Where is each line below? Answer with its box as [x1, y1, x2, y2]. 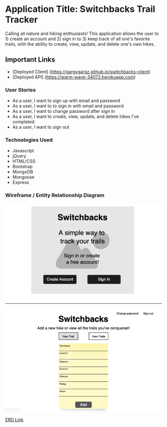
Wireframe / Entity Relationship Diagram [5, 192, 105, 199]
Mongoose [12, 174, 35, 180]
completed [12, 119, 35, 125]
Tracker [5, 14, 38, 25]
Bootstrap [12, 164, 33, 170]
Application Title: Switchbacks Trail [5, 3, 156, 15]
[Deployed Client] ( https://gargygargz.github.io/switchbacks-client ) [12, 69, 151, 75]
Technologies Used [5, 136, 53, 143]
